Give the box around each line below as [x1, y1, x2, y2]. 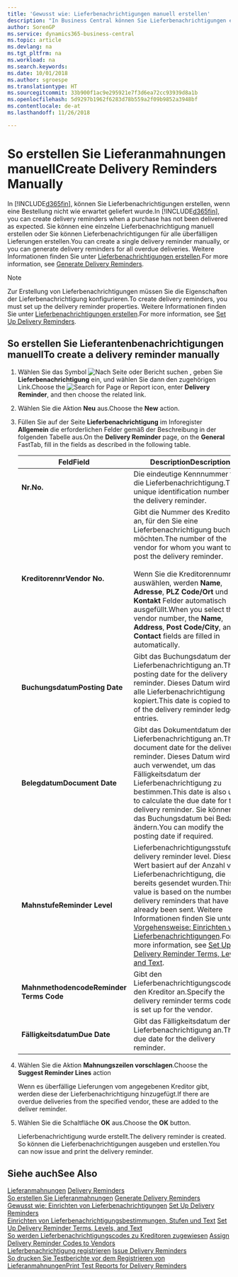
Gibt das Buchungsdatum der [133, 651, 232, 661]
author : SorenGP [7, 23, 55, 30]
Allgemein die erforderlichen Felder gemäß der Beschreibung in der [17, 425, 217, 433]
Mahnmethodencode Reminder [21, 982, 127, 992]
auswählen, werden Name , [133, 578, 223, 588]
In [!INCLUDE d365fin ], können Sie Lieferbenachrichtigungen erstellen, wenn [7, 199, 230, 208]
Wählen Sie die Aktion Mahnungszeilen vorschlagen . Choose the [17, 1060, 208, 1069]
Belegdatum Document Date [21, 778, 117, 788]
